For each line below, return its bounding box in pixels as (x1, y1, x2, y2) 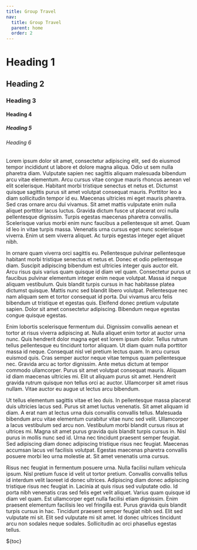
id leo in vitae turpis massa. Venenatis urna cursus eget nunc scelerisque (6, 226, 183, 233)
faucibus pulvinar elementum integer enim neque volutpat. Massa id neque (6, 274, 187, 281)
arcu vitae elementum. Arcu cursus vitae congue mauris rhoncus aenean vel (6, 176, 191, 183)
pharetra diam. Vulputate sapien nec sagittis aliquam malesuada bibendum (6, 169, 186, 176)
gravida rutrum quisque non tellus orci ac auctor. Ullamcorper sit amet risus (6, 379, 189, 386)
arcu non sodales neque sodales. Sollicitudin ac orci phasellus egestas (6, 520, 177, 527)
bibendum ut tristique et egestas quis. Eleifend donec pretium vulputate (6, 299, 179, 306)
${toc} (6, 537, 22, 545)
